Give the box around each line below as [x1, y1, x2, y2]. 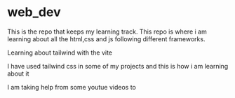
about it [7, 69, 29, 78]
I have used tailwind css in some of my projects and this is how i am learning [7, 62, 229, 70]
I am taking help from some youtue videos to [7, 83, 137, 91]
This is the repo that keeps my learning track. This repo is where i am [7, 27, 207, 36]
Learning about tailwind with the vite [7, 48, 113, 57]
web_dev [7, 4, 61, 20]
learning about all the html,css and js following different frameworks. [7, 34, 206, 43]
